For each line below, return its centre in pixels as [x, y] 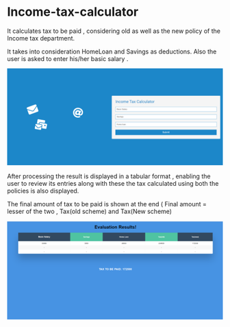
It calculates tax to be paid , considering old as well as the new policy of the [114, 31]
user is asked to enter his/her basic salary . [68, 58]
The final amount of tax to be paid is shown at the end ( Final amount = [107, 204]
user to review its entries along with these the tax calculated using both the [113, 184]
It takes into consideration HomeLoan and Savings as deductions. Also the [112, 51]
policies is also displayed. [43, 191]
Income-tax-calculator [73, 12]
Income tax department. [41, 38]
